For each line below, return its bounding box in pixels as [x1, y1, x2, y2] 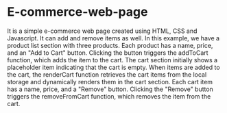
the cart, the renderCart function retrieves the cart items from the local [7, 70, 207, 79]
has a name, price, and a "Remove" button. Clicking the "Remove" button [7, 85, 214, 93]
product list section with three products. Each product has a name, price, [7, 41, 213, 49]
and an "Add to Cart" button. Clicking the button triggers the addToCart [7, 49, 208, 57]
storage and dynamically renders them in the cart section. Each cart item [7, 77, 213, 86]
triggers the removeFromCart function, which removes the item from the [7, 92, 211, 100]
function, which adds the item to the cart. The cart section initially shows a [7, 55, 218, 64]
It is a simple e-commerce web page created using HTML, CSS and [7, 27, 198, 35]
